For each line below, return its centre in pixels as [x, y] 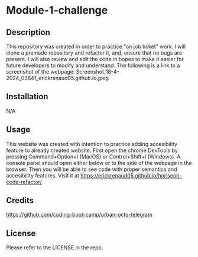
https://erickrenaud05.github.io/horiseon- [131, 175]
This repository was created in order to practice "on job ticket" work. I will [96, 46]
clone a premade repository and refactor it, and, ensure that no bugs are [94, 53]
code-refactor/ [24, 182]
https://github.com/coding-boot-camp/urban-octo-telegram [79, 215]
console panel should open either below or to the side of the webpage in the [99, 163]
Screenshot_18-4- [98, 72]
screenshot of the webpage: [40, 72]
